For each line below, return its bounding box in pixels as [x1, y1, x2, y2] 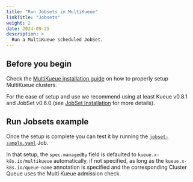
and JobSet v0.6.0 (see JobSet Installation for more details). [6, 99, 155, 106]
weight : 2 [6, 20, 31, 26]
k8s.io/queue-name [6, 165, 52, 171]
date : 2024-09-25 [6, 25, 50, 32]
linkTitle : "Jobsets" [6, 14, 61, 20]
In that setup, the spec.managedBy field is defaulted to [6, 151, 137, 158]
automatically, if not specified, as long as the [53, 157, 164, 164]
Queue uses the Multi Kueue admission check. [6, 169, 121, 177]
